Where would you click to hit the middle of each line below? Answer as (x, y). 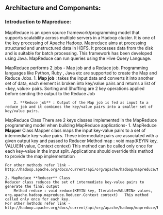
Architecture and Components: (53, 8)
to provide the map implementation (40, 156)
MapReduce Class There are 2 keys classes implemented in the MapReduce (81, 120)
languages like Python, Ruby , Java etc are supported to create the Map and (81, 73)
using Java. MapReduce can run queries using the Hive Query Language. (78, 58)
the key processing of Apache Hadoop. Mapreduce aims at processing (76, 43)
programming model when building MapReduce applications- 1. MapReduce (81, 125)
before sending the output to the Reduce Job (50, 93)
